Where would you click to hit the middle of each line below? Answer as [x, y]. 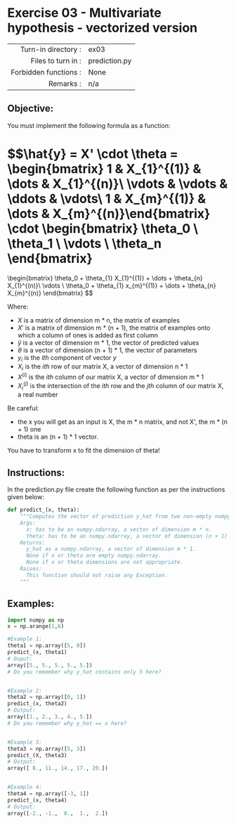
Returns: [33, 543]
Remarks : [65, 84]
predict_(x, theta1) [38, 652]
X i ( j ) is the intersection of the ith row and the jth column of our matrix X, [120, 386]
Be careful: [23, 408]
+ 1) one [29, 430]
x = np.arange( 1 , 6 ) [36, 626]
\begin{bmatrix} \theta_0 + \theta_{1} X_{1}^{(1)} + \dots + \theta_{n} [105, 278]
